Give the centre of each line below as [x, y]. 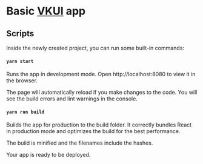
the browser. [22, 80]
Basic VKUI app [46, 11]
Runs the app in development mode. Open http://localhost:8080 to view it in [101, 74]
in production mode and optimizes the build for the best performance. [93, 131]
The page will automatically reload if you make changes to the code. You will [102, 93]
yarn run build [25, 112]
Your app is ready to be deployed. [48, 155]
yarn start [20, 61]
